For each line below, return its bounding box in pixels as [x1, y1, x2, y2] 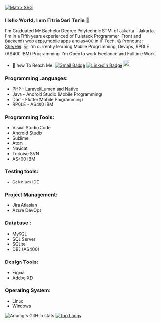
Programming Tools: [5, 114, 55, 121]
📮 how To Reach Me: [12, 62, 54, 68]
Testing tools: [5, 168, 39, 175]
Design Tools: [5, 259, 39, 265]
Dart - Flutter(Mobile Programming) [12, 96, 84, 102]
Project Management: [5, 191, 58, 198]
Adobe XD [12, 275, 33, 281]
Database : [5, 220, 32, 226]
